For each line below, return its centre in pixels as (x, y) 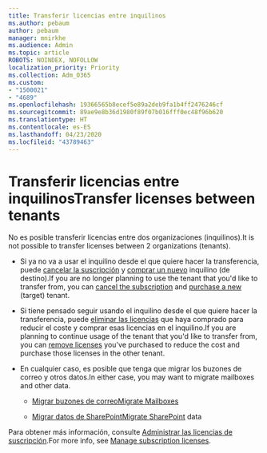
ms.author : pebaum (39, 23)
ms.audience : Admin (41, 46)
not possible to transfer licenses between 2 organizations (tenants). (120, 246)
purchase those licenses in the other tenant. (92, 353)
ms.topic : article (39, 53)
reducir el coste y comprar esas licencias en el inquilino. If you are (128, 328)
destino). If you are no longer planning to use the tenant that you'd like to (139, 278)
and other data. (45, 386)
